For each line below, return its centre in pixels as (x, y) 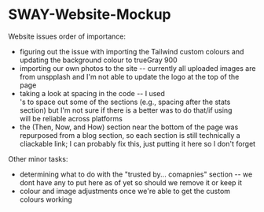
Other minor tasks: (38, 158)
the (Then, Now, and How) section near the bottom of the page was (129, 127)
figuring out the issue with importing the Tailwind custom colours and (132, 51)
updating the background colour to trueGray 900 (99, 60)
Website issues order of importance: (67, 36)
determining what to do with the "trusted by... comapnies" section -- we (136, 174)
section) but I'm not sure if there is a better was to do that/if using (126, 110)
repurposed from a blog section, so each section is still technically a (130, 135)
